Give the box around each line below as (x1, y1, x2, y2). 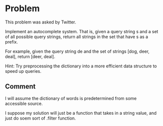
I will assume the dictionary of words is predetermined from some (5, 95, 137, 101)
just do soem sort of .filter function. (5, 115, 76, 121)
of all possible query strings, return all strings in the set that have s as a (5, 34, 148, 40)
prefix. (5, 39, 18, 44)
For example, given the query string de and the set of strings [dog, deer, (5, 48, 150, 54)
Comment (5, 83, 36, 91)
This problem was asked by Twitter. (5, 19, 76, 25)
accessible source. (5, 101, 43, 106)
